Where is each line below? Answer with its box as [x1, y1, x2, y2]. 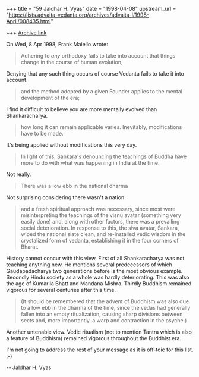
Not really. [6, 171, 31, 178]
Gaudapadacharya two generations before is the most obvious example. [6, 268, 183, 274]
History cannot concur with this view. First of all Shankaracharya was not [6, 255, 185, 262]
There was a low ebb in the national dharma [20, 183, 128, 189]
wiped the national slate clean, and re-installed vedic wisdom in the [20, 231, 186, 237]
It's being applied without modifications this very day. [6, 142, 137, 148]
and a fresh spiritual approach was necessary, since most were [20, 205, 176, 212]
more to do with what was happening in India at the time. [20, 159, 160, 166]
